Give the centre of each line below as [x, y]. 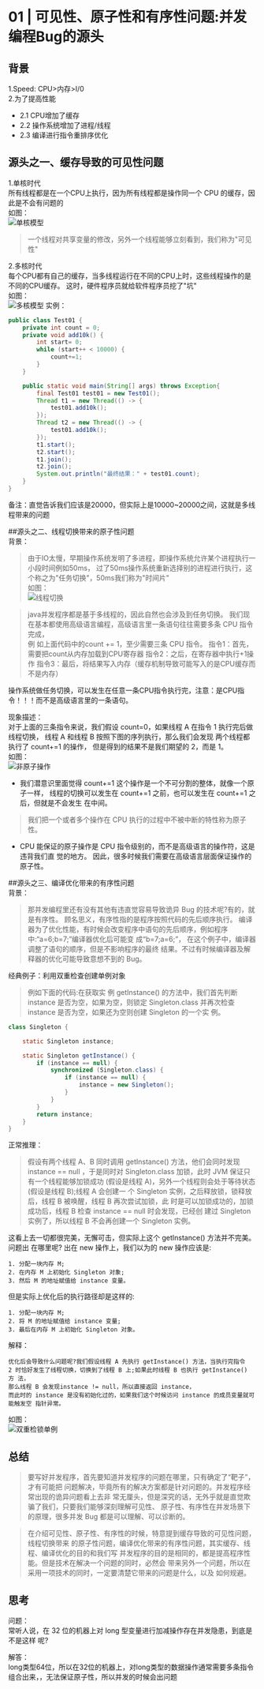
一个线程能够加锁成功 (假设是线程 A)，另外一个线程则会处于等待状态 [145, 1181]
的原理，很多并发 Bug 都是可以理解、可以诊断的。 [108, 1517]
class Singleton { [38, 1027]
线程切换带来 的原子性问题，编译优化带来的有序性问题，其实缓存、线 [139, 1543]
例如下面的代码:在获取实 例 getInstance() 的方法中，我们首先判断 [132, 992]
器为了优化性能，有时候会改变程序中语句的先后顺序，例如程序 [128, 929]
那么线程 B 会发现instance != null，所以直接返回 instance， [102, 1387]
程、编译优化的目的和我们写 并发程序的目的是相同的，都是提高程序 [136, 1553]
